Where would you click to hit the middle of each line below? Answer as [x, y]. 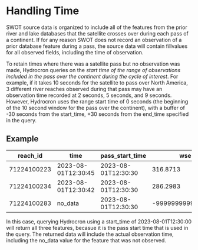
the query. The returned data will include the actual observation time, [90, 234]
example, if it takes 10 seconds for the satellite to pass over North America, [97, 82]
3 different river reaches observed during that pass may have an [84, 89]
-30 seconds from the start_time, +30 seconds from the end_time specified [98, 114]
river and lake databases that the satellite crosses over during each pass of [97, 33]
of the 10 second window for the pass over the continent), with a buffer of [96, 108]
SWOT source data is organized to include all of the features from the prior [97, 27]
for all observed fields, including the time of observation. [75, 52]
